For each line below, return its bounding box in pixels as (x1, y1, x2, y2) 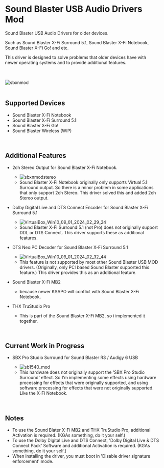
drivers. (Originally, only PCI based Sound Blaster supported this (19, 264, 150, 270)
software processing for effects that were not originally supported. (19, 385, 154, 391)
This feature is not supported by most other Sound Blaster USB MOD (19, 259, 158, 265)
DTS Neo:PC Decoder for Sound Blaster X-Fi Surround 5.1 (12, 244, 128, 250)
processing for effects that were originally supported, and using (19, 380, 148, 386)
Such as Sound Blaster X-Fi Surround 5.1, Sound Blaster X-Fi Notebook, (5, 39, 149, 45)
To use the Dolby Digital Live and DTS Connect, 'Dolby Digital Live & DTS (12, 438, 159, 443)
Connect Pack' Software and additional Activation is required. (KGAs (12, 443, 150, 449)
